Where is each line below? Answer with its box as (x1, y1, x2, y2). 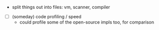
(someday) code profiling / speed (12, 14, 82, 19)
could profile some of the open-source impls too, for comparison (19, 19, 154, 25)
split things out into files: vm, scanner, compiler (12, 4, 110, 10)
